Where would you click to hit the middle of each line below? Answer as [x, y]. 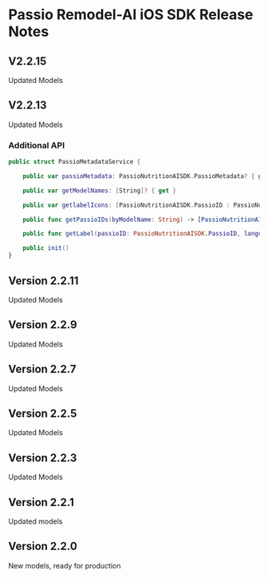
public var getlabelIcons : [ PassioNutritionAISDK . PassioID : [126, 205]
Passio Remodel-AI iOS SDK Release [131, 15]
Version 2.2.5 [43, 413]
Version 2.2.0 [43, 546]
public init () [46, 248]
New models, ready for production [65, 565]
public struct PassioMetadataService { [75, 162]
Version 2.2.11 [43, 281]
